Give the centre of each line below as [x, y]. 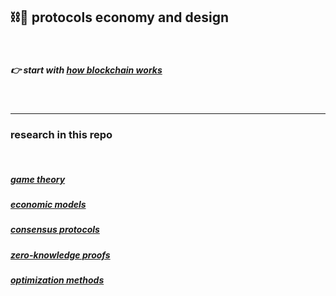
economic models [48, 205]
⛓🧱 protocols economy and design [120, 17]
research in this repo [61, 134]
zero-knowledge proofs [60, 255]
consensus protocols [55, 230]
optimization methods [57, 280]
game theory [38, 179]
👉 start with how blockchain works [86, 70]
